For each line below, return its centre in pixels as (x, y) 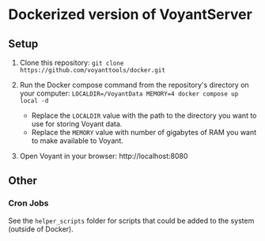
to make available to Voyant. (78, 141)
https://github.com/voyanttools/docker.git (93, 70)
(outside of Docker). (41, 229)
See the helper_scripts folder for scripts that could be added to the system (131, 220)
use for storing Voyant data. (77, 124)
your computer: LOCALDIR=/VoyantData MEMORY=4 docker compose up (129, 93)
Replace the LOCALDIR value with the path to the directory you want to (144, 115)
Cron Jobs (28, 203)
